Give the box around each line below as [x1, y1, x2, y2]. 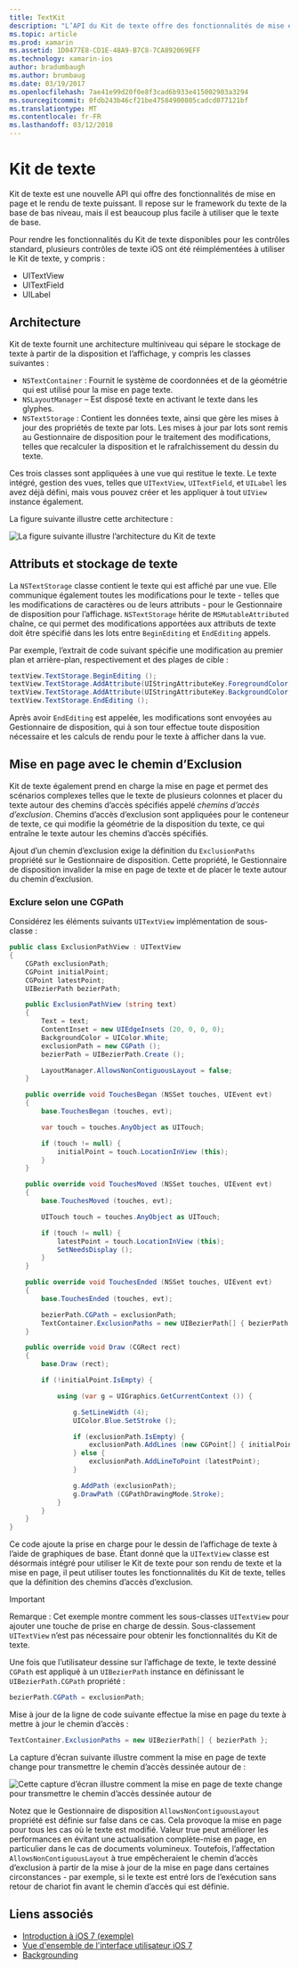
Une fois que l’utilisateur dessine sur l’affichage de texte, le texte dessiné [9, 1657, 277, 1668]
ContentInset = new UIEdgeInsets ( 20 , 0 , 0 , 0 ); [41, 1025, 225, 1034]
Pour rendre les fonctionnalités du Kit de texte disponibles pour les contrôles [9, 233, 290, 245]
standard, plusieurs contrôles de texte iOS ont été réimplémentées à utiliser [9, 243, 286, 254]
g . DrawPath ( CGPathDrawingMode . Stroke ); [72, 1489, 225, 1499]
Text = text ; [41, 1017, 90, 1026]
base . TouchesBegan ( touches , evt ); [41, 1107, 174, 1116]
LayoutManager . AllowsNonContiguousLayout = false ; [41, 1066, 233, 1075]
